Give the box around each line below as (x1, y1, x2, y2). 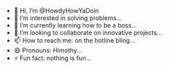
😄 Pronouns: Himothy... (13, 46, 82, 55)
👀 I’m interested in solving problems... (13, 14, 122, 22)
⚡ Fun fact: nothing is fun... (13, 54, 92, 62)
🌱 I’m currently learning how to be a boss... (13, 21, 137, 29)
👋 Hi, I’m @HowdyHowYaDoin (13, 7, 99, 14)
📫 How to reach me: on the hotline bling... (13, 37, 136, 44)
